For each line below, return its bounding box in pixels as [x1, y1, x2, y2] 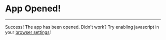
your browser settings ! [5, 29, 51, 35]
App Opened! [5, 3, 61, 14]
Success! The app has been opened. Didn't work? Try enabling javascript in [5, 24, 159, 30]
